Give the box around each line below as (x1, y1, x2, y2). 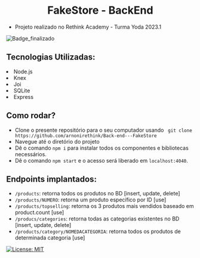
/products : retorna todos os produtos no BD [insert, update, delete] (14, 190, 180, 197)
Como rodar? (6, 111, 56, 121)
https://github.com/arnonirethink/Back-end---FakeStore (14, 132, 157, 139)
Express (14, 93, 34, 100)
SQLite (14, 87, 30, 94)
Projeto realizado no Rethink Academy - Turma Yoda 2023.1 (14, 23, 162, 30)
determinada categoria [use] (14, 234, 85, 241)
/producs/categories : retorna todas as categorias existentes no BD (14, 215, 180, 222)
